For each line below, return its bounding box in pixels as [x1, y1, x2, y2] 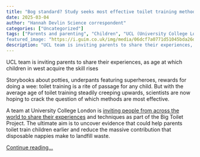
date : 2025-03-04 [6, 14, 49, 20]
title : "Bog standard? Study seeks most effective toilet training [6, 8, 177, 15]
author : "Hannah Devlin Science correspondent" [6, 20, 127, 26]
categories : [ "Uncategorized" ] [6, 25, 84, 32]
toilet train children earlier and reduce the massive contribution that [6, 126, 171, 133]
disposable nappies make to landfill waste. [6, 132, 110, 139]
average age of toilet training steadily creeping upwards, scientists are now [6, 89, 190, 96]
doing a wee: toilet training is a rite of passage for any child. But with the [6, 82, 183, 90]
